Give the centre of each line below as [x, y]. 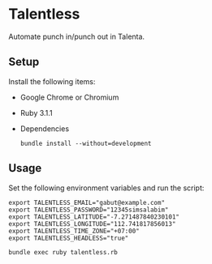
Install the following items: [52, 81]
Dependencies [45, 128]
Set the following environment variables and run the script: [106, 188]
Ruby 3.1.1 [36, 113]
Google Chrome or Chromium [69, 97]
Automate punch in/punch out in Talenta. [76, 36]
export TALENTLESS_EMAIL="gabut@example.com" [87, 202]
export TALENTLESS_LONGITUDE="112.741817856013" [92, 224]
